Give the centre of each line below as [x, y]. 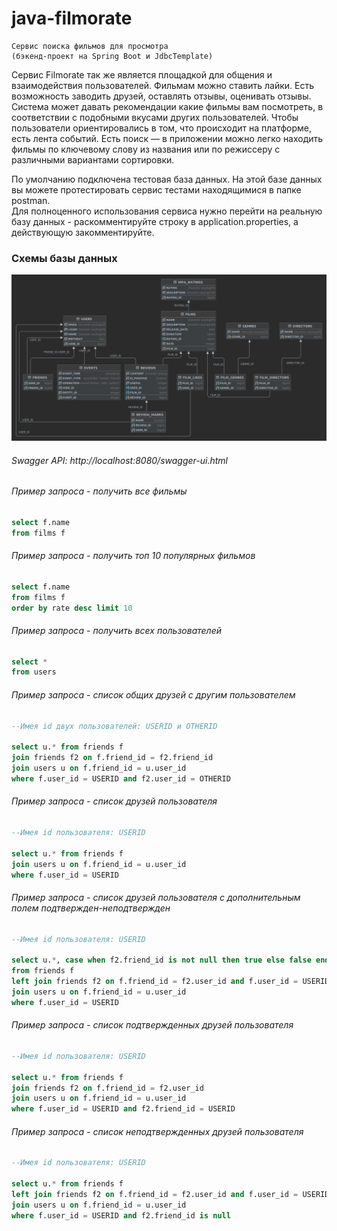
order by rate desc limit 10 [72, 608]
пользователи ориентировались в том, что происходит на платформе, [162, 128]
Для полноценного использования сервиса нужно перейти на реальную [167, 211]
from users [34, 672]
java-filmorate [72, 18]
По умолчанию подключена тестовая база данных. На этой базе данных [167, 179]
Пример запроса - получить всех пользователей [117, 630]
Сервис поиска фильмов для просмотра [90, 46]
